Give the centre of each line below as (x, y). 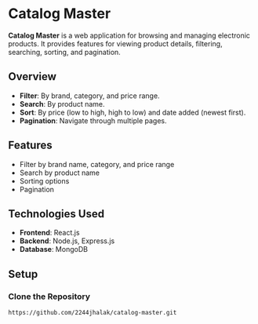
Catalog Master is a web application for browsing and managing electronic (129, 35)
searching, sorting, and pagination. (65, 52)
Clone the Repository (49, 297)
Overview (33, 76)
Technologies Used (56, 214)
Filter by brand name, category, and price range (97, 164)
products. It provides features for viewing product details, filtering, (115, 43)
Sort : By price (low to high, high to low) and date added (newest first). (133, 112)
